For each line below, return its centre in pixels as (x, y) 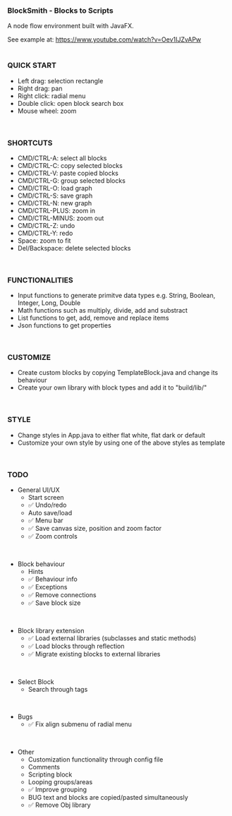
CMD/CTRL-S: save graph (55, 196)
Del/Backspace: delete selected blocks (74, 248)
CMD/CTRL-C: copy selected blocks (70, 165)
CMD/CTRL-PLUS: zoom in (56, 210)
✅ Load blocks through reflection (76, 646)
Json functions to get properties (64, 325)
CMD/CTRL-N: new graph (55, 203)
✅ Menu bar (45, 520)
